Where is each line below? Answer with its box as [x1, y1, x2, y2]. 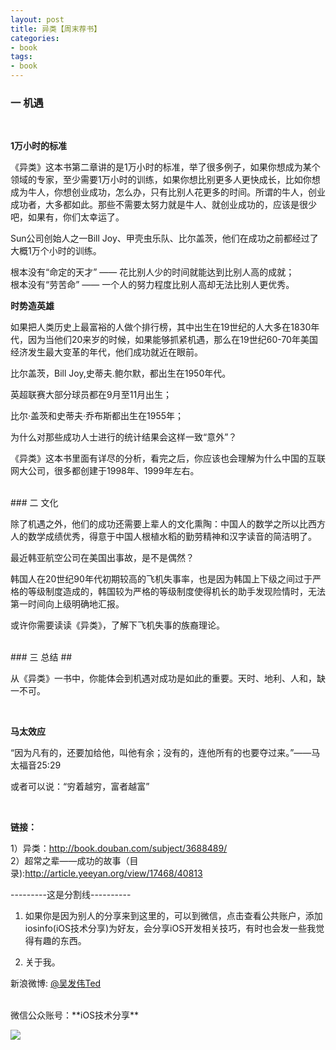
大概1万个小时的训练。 [10, 245, 102, 257]
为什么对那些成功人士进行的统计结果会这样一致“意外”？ [10, 431, 238, 443]
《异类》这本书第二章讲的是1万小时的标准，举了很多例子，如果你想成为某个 [10, 161, 321, 173]
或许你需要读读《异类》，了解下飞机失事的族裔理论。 [10, 619, 225, 631]
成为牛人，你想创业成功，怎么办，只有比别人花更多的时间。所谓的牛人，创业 [10, 186, 326, 198]
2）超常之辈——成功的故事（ [10, 855, 130, 867]
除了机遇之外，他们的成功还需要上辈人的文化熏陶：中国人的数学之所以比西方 [10, 518, 326, 530]
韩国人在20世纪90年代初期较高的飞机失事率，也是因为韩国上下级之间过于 [10, 573, 313, 585]
